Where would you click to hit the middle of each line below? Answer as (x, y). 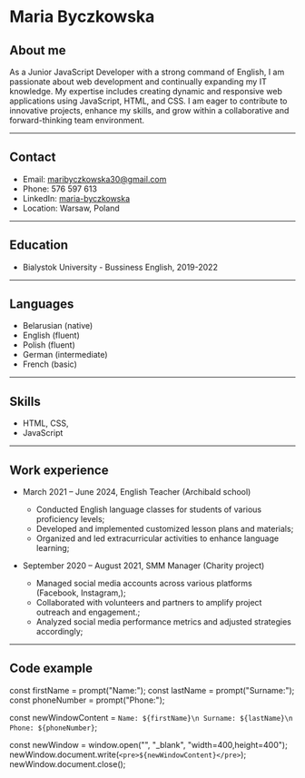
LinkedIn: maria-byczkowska (76, 198)
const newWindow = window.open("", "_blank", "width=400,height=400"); (148, 744)
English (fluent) (51, 335)
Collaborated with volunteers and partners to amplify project (149, 603)
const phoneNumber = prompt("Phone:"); (87, 700)
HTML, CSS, (45, 423)
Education (39, 246)
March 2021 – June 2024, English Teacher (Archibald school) (137, 492)
